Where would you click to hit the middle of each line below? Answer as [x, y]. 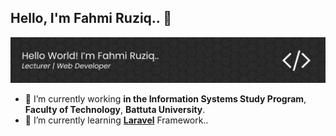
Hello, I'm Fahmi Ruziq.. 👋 [91, 18]
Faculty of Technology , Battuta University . [115, 110]
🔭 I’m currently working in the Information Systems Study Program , [165, 99]
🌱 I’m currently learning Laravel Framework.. [116, 120]
